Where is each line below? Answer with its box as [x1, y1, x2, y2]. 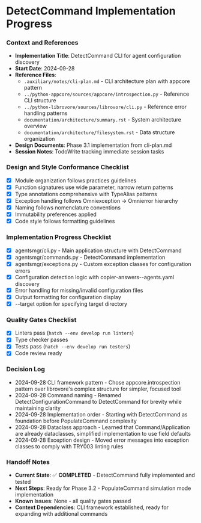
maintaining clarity [14, 404, 61, 412]
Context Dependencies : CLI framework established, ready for [14, 504, 169, 511]
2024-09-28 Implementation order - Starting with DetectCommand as [14, 410, 188, 418]
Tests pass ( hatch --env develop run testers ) [14, 343, 131, 350]
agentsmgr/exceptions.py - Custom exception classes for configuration [14, 260, 191, 267]
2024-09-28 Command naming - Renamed [14, 391, 122, 398]
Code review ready [14, 350, 62, 357]
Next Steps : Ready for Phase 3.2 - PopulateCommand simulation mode [14, 484, 191, 492]
